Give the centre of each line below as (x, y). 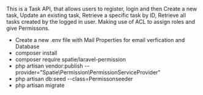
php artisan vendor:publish (49, 66)
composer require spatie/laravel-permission (71, 59)
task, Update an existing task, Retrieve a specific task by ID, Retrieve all (96, 15)
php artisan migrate (40, 85)
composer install (36, 53)
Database (27, 46)
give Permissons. (28, 28)
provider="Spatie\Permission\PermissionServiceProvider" (88, 72)
